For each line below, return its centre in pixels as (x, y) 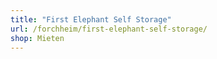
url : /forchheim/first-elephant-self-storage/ (109, 29)
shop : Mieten (37, 38)
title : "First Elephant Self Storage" (91, 19)
